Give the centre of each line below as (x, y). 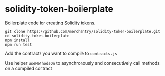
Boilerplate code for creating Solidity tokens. (50, 23)
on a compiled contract (29, 68)
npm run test (19, 44)
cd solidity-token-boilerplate (37, 36)
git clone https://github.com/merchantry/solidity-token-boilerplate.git (83, 31)
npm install (17, 40)
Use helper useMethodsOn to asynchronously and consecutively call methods (82, 63)
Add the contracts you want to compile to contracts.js (61, 53)
